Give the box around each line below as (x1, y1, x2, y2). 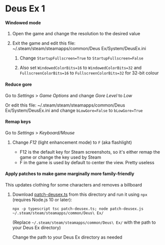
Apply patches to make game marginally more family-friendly (5, 171, 135, 177)
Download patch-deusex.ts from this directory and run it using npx (12, 191, 148, 197)
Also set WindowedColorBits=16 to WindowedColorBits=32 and (19, 65, 142, 71)
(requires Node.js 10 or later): (12, 197, 72, 202)
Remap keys (5, 119, 31, 124)
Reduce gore (5, 81, 32, 87)
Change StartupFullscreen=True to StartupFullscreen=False (19, 55, 144, 61)
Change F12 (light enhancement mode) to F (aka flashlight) (12, 139, 132, 145)
